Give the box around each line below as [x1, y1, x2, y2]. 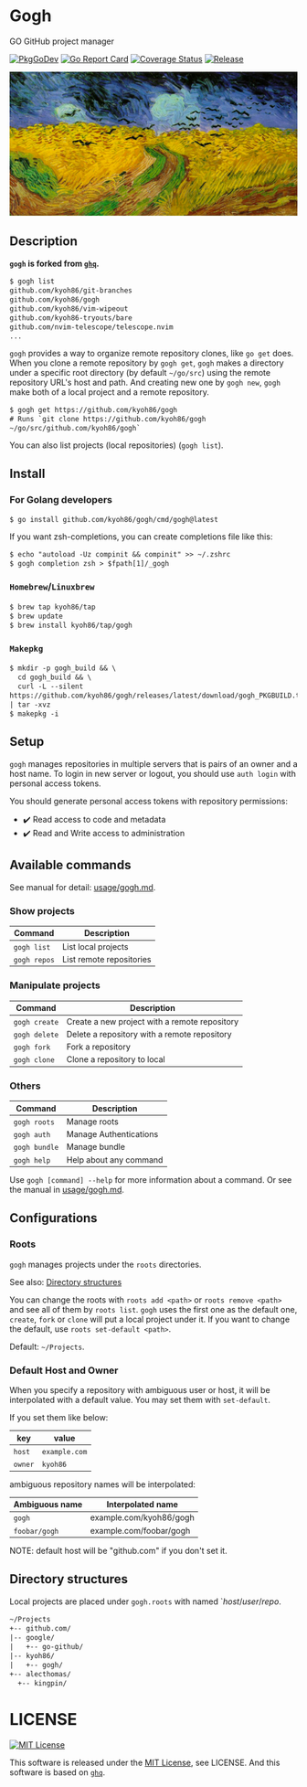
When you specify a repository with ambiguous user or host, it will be [9, 1385, 271, 1396]
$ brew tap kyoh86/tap [9, 602, 96, 612]
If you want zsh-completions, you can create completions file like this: [9, 531, 273, 542]
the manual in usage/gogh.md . [9, 1185, 125, 1196]
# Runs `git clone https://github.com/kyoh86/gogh [9, 414, 206, 423]
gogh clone [13, 1056, 55, 1065]
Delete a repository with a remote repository [66, 1028, 232, 1039]
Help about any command [66, 1154, 164, 1165]
